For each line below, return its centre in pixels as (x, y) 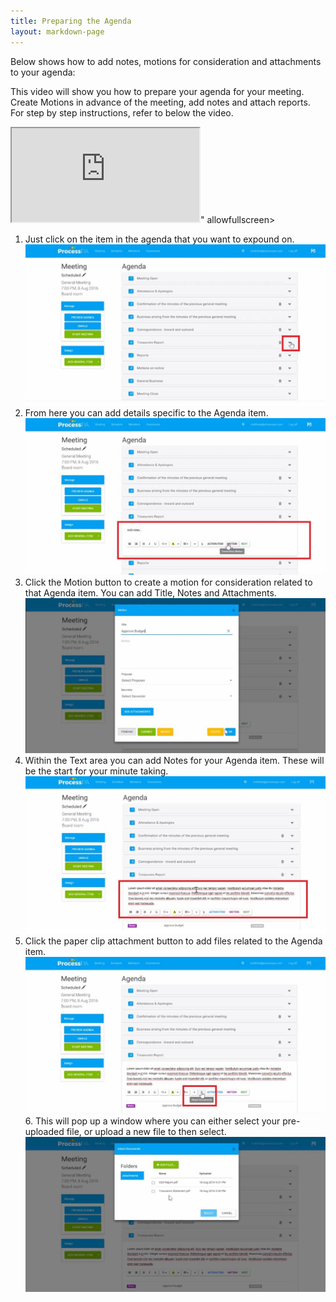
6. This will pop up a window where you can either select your (152, 1121)
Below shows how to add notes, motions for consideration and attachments (166, 61)
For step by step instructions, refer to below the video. (122, 112)
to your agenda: (43, 72)
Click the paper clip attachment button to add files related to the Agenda (173, 941)
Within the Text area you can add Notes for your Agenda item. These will (174, 760)
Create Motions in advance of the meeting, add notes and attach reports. (160, 102)
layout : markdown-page (57, 31)
